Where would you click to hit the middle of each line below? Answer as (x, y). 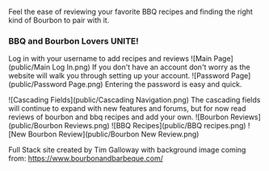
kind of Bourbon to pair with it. (59, 20)
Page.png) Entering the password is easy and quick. (155, 85)
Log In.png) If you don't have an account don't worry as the (151, 67)
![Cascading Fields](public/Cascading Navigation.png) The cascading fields (134, 100)
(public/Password (38, 85)
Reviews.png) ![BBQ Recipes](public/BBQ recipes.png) (155, 126)
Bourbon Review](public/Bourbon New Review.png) (113, 134)
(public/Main (29, 67)
